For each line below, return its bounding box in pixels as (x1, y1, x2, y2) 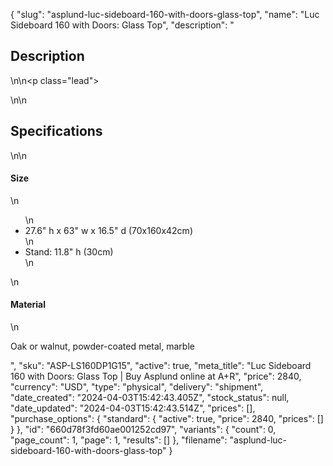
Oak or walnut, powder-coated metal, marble (10, 340, 195, 353)
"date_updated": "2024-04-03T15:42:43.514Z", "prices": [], (10, 402, 256, 414)
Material (10, 299, 46, 311)
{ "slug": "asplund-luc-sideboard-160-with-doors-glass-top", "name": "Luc (10, 9, 320, 20)
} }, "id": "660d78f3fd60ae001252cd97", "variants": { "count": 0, (10, 424, 277, 436)
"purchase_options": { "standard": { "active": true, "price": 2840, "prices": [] (10, 413, 324, 425)
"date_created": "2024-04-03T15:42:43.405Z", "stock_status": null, (10, 392, 290, 404)
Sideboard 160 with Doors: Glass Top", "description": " (10, 19, 235, 31)
